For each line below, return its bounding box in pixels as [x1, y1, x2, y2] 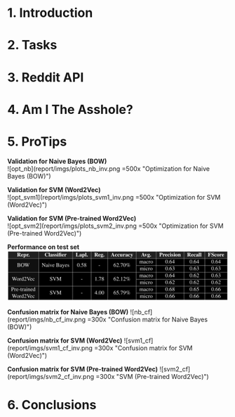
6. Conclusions [7, 397, 97, 413]
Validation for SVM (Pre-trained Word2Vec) [7, 214, 137, 222]
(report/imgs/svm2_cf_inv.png [7, 372, 95, 380]
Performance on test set [7, 243, 79, 251]
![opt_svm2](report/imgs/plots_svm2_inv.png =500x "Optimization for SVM [7, 222, 224, 230]
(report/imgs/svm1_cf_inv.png [7, 343, 93, 352]
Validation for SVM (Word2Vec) [7, 185, 101, 194]
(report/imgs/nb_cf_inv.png [7, 315, 86, 323]
